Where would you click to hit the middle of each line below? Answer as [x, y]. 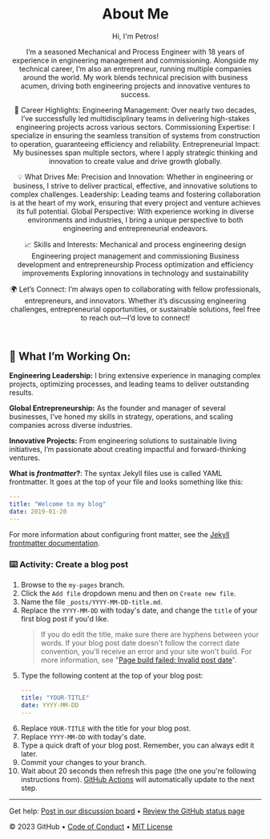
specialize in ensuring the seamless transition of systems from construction [135, 135]
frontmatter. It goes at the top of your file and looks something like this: [126, 482]
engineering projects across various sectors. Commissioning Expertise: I [135, 127]
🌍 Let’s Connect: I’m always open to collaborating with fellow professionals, [135, 289]
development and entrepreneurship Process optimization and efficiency [135, 264]
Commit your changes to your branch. [83, 762]
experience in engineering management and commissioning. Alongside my [135, 60]
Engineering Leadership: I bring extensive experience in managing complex [135, 376]
